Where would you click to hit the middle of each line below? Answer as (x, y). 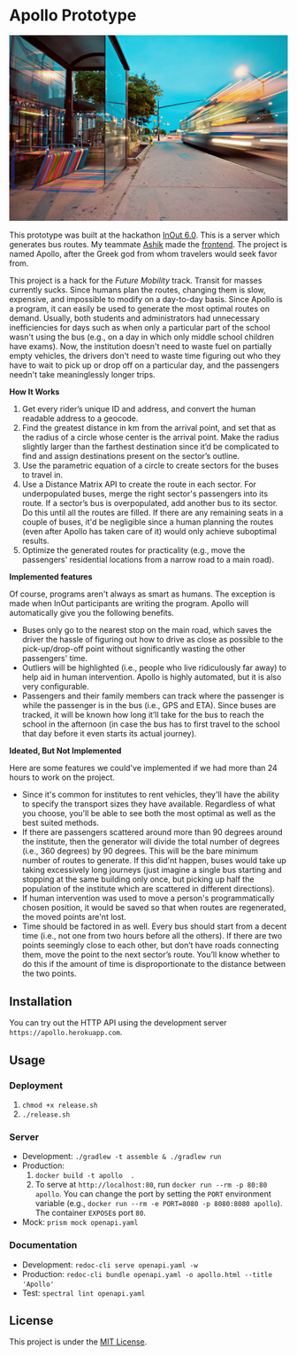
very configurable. (56, 687)
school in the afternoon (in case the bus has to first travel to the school (151, 724)
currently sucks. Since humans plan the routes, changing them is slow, (137, 290)
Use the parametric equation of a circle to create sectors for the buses (150, 465)
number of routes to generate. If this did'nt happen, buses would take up (154, 861)
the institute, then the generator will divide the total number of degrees (151, 842)
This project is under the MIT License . (78, 1342)
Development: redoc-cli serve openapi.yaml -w (110, 1265)
